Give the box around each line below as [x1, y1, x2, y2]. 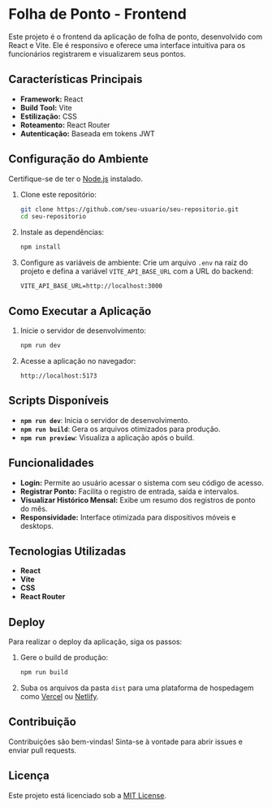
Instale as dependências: [19, 227, 104, 237]
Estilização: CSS [19, 111, 77, 121]
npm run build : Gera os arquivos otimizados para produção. [19, 424, 221, 434]
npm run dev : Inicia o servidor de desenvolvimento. [19, 415, 191, 425]
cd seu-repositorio [19, 213, 87, 221]
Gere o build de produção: [19, 653, 108, 663]
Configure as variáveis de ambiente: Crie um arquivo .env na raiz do [19, 257, 248, 268]
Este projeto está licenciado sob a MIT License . [8, 790, 166, 800]
